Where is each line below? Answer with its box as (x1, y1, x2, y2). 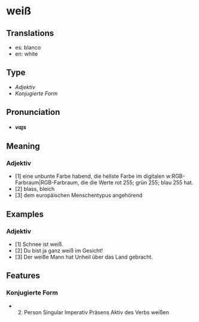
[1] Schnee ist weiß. (14, 241, 64, 248)
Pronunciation (6, 107, 61, 117)
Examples (6, 209, 44, 219)
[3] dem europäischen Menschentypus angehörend (14, 192, 143, 199)
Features (6, 271, 40, 281)
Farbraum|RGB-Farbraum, (14, 179, 80, 186)
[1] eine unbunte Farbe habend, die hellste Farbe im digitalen (14, 172, 165, 180)
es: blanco (14, 44, 41, 51)
